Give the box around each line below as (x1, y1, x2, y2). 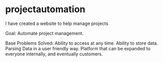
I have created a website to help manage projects (5, 20, 109, 26)
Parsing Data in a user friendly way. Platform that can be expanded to (5, 45, 151, 51)
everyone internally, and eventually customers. (5, 51, 103, 57)
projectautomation (5, 4, 85, 15)
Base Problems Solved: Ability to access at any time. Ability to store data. (5, 40, 158, 46)
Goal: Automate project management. (5, 30, 84, 36)
